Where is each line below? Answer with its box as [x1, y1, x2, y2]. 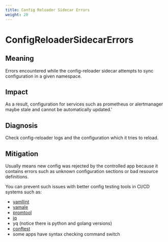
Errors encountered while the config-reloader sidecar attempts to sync [5, 67, 154, 74]
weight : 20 [5, 12, 29, 17]
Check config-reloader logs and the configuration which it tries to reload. [5, 135, 159, 141]
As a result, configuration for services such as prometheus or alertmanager [5, 101, 163, 107]
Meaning [5, 54, 34, 63]
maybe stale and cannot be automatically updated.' [5, 107, 113, 113]
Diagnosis [5, 121, 38, 130]
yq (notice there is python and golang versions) [12, 220, 113, 226]
